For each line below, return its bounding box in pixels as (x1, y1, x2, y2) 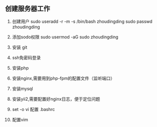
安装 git (12, 44, 28, 50)
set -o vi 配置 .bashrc (12, 106, 55, 112)
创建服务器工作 (5, 4, 50, 13)
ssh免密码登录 (12, 54, 41, 60)
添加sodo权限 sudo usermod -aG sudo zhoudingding (12, 34, 118, 40)
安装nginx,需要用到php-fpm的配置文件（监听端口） (12, 75, 115, 81)
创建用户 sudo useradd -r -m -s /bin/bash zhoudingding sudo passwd (12, 18, 153, 24)
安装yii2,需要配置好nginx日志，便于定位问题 (12, 96, 100, 102)
